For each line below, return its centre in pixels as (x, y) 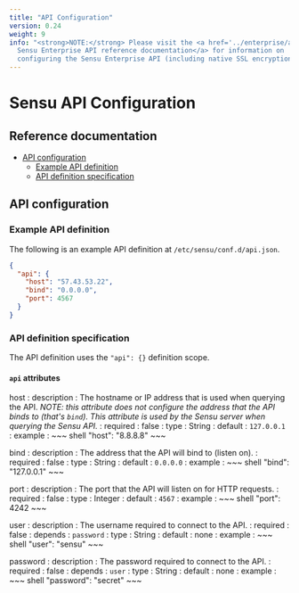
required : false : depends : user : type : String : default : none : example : (143, 571)
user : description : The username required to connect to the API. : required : (149, 525)
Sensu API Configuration (102, 103)
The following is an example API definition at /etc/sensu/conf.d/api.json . (145, 249)
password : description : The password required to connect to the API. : (140, 562)
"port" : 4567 (49, 299)
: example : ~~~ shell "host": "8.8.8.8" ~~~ (88, 436)
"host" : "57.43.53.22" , (69, 282)
